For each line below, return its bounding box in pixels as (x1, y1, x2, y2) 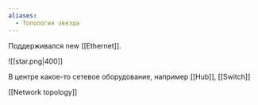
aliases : (8, 11, 37, 20)
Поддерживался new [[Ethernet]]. (8, 41, 121, 50)
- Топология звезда (15, 19, 80, 27)
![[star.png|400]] (8, 56, 64, 66)
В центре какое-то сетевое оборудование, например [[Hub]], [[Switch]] (8, 72, 251, 81)
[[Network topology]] (8, 87, 78, 96)
